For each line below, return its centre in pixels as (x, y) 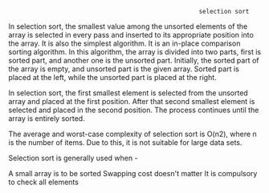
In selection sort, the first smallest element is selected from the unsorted (128, 93)
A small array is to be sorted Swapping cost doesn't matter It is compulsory (133, 173)
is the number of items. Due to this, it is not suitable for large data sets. (125, 143)
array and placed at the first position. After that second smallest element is (132, 101)
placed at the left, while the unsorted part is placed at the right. (112, 77)
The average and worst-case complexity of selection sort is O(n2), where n (132, 134)
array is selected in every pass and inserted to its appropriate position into (131, 35)
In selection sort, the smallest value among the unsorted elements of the (128, 26)
